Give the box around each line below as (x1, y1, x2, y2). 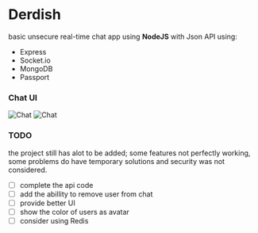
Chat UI (8, 92, 38, 103)
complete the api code (19, 180, 94, 189)
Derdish (8, 6, 61, 24)
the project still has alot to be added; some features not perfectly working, (8, 148, 251, 158)
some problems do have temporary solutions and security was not (8, 156, 225, 166)
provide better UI (19, 198, 75, 208)
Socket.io (19, 55, 52, 65)
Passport (19, 72, 50, 82)
